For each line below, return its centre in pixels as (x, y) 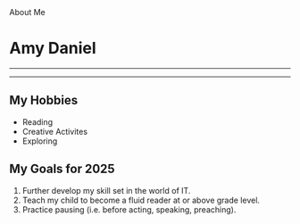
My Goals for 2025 (62, 169)
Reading (37, 121)
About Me (28, 12)
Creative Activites (54, 131)
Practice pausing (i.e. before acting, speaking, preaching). (129, 209)
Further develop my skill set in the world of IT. (106, 190)
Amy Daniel (53, 49)
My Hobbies (44, 100)
